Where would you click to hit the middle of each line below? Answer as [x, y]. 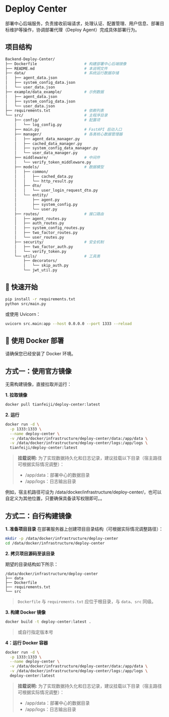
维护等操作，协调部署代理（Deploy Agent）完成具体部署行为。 [74, 30]
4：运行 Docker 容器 [26, 643]
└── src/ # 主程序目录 [57, 116]
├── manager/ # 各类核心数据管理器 [68, 134]
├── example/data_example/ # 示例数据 [55, 92]
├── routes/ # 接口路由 [59, 214]
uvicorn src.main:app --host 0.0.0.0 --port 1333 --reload [69, 323]
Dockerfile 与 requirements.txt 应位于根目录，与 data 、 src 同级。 [87, 601]
